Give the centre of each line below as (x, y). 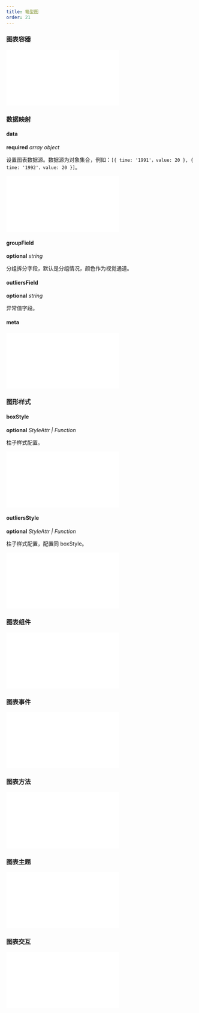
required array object (33, 147)
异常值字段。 (22, 308)
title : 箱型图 (22, 12)
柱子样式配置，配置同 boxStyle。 (47, 544)
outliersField (22, 282)
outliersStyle (23, 518)
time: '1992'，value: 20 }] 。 (43, 167)
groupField (20, 243)
